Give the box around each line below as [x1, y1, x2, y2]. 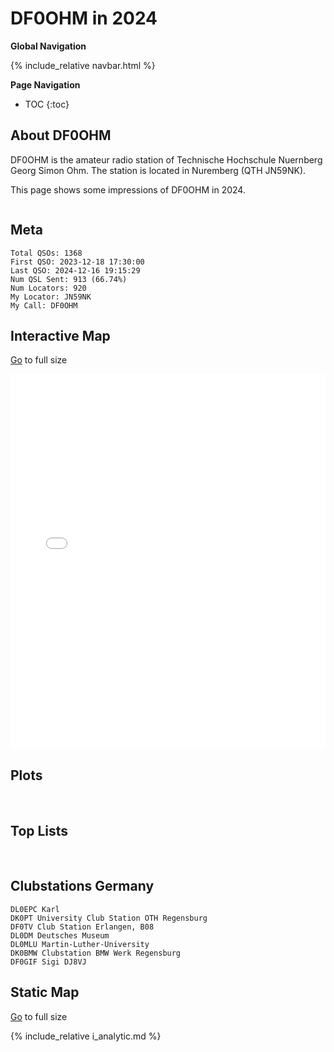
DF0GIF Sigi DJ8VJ [10, 957, 87, 967]
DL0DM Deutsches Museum [10, 930, 110, 941]
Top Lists [10, 822, 69, 839]
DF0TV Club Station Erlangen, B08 [10, 922, 155, 932]
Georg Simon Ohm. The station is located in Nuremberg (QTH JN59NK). [10, 164, 307, 176]
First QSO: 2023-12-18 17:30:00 [10, 257, 145, 267]
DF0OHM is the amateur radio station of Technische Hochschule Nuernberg [10, 153, 323, 166]
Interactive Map [10, 327, 111, 344]
